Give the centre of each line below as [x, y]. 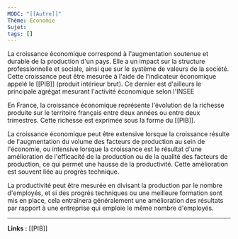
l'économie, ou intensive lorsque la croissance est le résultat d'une [104, 149]
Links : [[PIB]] [28, 228]
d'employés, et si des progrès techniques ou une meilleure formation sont [115, 193]
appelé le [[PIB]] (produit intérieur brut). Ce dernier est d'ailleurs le [104, 84]
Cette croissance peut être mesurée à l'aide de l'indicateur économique [112, 77]
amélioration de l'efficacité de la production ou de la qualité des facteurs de [118, 157]
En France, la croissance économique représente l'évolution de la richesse [116, 105]
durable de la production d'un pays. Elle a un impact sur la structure [106, 62]
